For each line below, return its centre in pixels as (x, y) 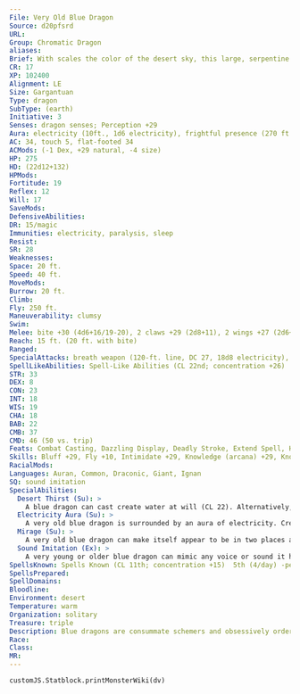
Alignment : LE (36, 84)
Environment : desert (48, 599)
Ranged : (24, 349)
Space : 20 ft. (36, 267)
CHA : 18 (24, 416)
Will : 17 (25, 200)
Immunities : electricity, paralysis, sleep (92, 233)
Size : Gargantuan (42, 92)
